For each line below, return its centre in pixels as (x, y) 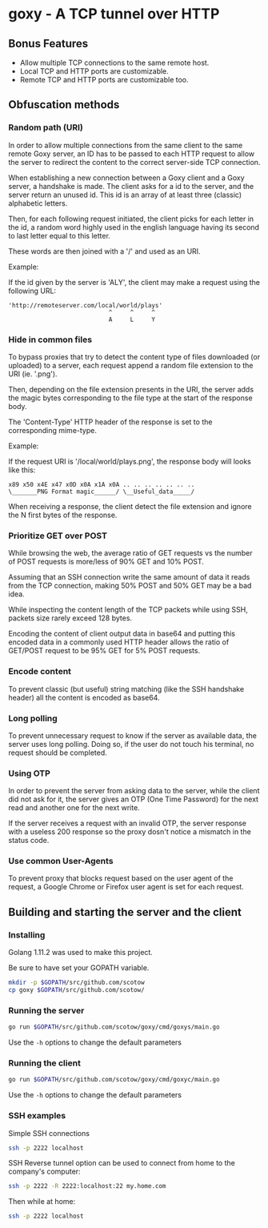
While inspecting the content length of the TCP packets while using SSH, (128, 610)
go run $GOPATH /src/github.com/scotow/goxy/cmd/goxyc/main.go (114, 1080)
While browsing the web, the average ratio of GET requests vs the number (130, 553)
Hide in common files (50, 339)
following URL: (32, 291)
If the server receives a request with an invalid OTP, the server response (127, 823)
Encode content (40, 672)
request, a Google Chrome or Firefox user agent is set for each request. (126, 887)
